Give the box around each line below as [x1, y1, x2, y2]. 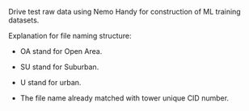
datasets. [8, 15, 40, 25]
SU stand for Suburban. [19, 62, 99, 72]
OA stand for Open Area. [19, 47, 103, 55]
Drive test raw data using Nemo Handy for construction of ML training [8, 7, 241, 16]
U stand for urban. [19, 78, 82, 87]
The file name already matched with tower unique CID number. [19, 93, 229, 103]
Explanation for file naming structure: [8, 31, 132, 40]
